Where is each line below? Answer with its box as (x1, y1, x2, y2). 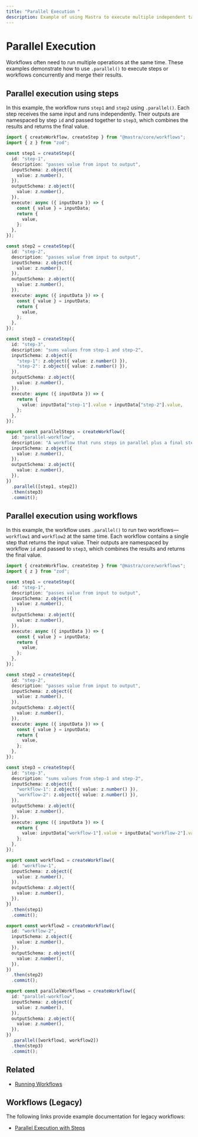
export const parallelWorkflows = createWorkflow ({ (6, 988, 136, 994)
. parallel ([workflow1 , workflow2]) (11, 1037, 99, 1043)
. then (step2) (11, 972, 44, 978)
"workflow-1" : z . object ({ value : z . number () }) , (16, 786, 138, 792)
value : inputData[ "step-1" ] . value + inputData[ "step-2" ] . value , (21, 402, 183, 408)
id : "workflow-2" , (11, 928, 57, 934)
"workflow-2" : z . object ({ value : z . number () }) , (16, 792, 138, 798)
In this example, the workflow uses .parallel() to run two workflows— (6, 527, 179, 534)
